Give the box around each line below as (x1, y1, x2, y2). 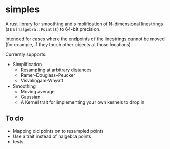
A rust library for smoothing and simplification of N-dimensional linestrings (5, 20, 163, 27)
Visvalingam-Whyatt (20, 77, 63, 83)
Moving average (20, 88, 55, 94)
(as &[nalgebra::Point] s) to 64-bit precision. (5, 26, 101, 32)
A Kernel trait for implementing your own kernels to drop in (20, 99, 145, 105)
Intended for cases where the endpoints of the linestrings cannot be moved (5, 36, 165, 42)
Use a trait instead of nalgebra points (12, 133, 91, 139)
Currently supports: (5, 51, 47, 57)
